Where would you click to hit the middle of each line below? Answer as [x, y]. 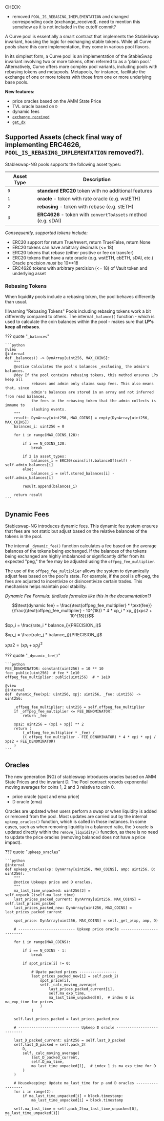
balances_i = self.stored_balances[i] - [73, 474]
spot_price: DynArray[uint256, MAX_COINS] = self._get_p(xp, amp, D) [86, 921]
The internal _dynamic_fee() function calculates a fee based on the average [81, 546]
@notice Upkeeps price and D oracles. [53, 882]
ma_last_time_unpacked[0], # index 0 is [91, 998]
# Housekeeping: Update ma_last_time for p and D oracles [74, 1083]
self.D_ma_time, [48, 1062]
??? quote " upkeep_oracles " [33, 852]
